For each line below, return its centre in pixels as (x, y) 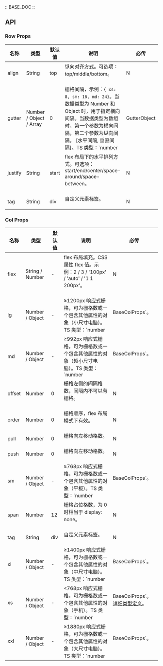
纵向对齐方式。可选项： (91, 66)
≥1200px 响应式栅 (85, 300)
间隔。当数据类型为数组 (91, 118)
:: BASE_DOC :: (20, 7)
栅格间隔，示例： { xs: (90, 89)
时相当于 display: (83, 512)
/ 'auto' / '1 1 (79, 278)
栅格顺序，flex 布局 (86, 413)
